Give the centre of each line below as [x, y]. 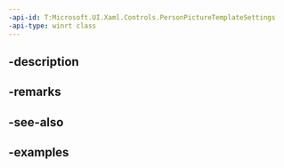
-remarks [35, 92]
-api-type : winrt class [53, 26]
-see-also [36, 122]
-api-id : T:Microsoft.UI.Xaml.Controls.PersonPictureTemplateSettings [142, 17]
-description [44, 62]
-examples [39, 152]
